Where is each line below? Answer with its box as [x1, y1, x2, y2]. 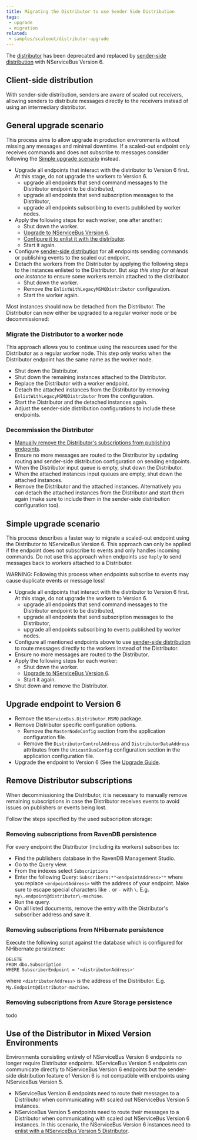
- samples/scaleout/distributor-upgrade [8, 36, 109, 42]
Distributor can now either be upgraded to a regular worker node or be [6, 309, 178, 316]
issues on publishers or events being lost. [6, 804, 107, 811]
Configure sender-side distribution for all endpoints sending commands [14, 248, 188, 255]
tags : [6, 14, 19, 20]
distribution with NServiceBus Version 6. [6, 58, 104, 65]
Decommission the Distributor [6, 426, 94, 434]
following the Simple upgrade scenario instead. [6, 155, 121, 162]
